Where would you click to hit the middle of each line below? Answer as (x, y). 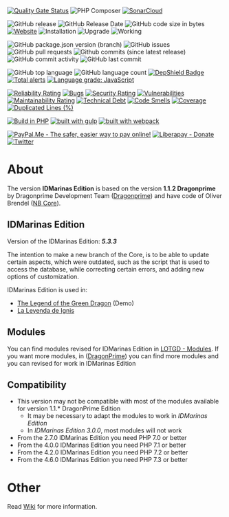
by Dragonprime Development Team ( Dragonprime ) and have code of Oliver (115, 195)
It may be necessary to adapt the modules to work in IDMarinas (117, 416)
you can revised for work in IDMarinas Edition (72, 363)
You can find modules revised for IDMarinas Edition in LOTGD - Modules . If (113, 349)
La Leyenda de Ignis (45, 310)
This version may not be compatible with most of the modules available (118, 401)
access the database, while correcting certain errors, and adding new (106, 269)
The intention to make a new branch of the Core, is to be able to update (108, 254)
